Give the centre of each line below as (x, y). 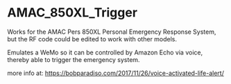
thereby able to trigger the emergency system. (74, 59)
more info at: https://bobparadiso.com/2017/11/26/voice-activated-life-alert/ (115, 73)
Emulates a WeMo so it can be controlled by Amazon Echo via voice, (105, 52)
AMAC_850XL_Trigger (72, 13)
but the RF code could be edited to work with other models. (92, 39)
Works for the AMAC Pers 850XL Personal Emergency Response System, (112, 32)
